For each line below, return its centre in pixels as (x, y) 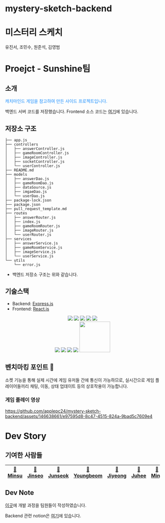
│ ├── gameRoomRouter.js (33, 226)
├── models (16, 174)
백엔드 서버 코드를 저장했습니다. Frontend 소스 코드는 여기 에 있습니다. (72, 111)
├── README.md (20, 170)
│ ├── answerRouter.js (30, 217)
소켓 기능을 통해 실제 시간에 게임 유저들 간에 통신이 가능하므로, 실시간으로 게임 (80, 380)
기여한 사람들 (24, 455)
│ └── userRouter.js (28, 234)
